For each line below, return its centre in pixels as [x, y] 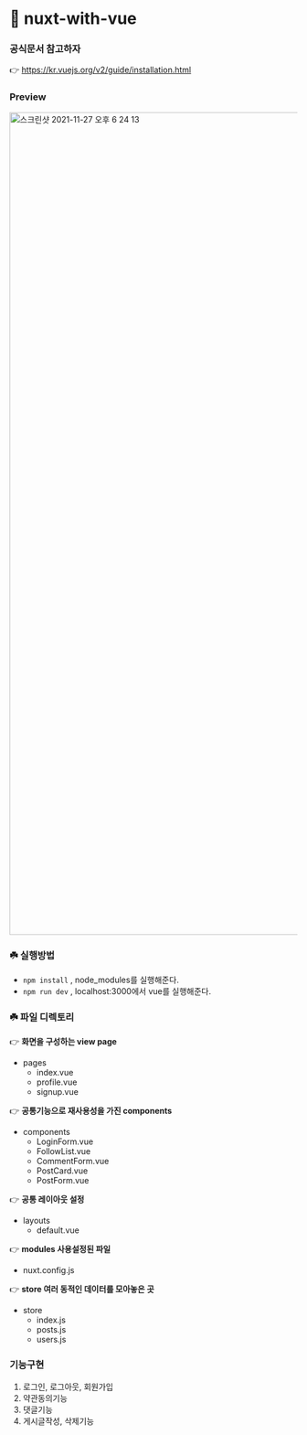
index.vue [55, 1073]
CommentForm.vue [73, 1162]
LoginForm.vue [65, 1141]
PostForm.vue [63, 1181]
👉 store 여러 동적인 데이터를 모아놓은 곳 [82, 1290]
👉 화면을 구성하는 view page [63, 1042]
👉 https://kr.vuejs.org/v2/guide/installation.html [101, 70]
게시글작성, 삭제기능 [58, 1420]
